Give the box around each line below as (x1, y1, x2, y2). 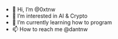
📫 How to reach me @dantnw (12, 26, 88, 33)
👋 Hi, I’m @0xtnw (12, 6, 56, 13)
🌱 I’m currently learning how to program (12, 19, 113, 26)
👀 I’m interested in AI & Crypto (12, 12, 88, 19)
